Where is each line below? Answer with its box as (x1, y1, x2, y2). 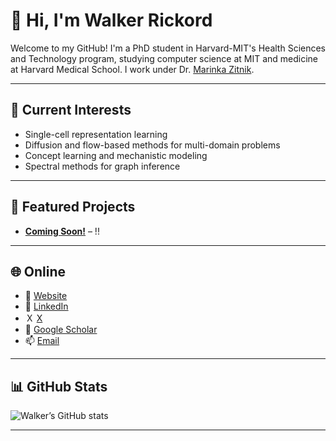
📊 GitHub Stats (10, 378, 108, 395)
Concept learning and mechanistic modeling (24, 149, 208, 161)
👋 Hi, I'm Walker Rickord (10, 9, 213, 32)
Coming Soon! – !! (24, 225, 100, 237)
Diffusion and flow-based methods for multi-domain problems (24, 139, 281, 151)
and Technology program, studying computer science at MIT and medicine (10, 52, 319, 64)
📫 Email (24, 335, 60, 347)
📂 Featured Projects (10, 199, 136, 216)
